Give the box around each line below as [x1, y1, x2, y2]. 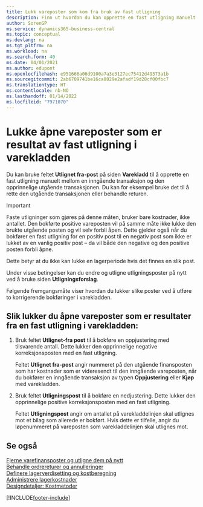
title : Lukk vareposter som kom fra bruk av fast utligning [6, 8, 161, 15]
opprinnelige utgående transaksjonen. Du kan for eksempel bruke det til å [6, 183, 189, 191]
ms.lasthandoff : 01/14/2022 [6, 93, 77, 99]
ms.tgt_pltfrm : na [6, 43, 53, 49]
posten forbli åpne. [6, 246, 54, 253]
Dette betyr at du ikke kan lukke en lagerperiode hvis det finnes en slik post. [6, 257, 196, 264]
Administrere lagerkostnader [6, 476, 77, 483]
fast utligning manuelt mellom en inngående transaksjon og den [6, 177, 165, 185]
